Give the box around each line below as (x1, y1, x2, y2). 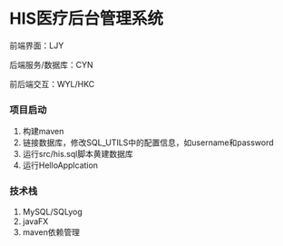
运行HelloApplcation (22, 160, 98, 171)
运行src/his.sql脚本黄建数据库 (22, 149, 133, 160)
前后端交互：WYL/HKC (9, 78, 95, 89)
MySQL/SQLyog (22, 206, 83, 217)
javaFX (22, 215, 49, 227)
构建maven (22, 126, 64, 137)
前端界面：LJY (9, 40, 64, 51)
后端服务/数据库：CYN (9, 59, 93, 70)
